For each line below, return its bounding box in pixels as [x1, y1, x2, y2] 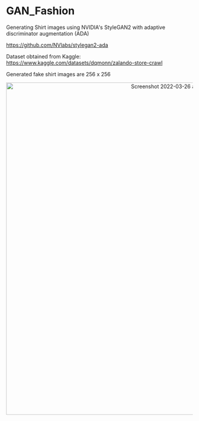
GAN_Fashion [6, 4, 75, 18]
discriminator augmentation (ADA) [6, 30, 89, 37]
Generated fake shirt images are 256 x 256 [6, 70, 111, 77]
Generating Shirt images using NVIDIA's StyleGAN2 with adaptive [6, 24, 166, 31]
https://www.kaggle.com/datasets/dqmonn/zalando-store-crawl [6, 59, 163, 66]
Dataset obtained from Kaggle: [6, 53, 81, 60]
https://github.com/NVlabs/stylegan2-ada [6, 41, 108, 48]
